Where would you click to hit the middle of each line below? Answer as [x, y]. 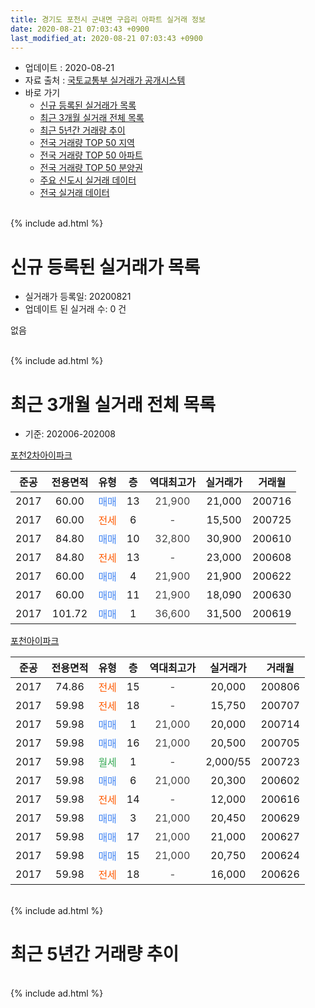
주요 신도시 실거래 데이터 [88, 180]
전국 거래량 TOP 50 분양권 [91, 168]
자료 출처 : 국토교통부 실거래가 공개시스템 [105, 80]
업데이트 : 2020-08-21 [69, 68]
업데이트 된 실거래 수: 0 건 [75, 309]
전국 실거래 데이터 [74, 193]
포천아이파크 [35, 641]
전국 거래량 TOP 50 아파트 [91, 155]
